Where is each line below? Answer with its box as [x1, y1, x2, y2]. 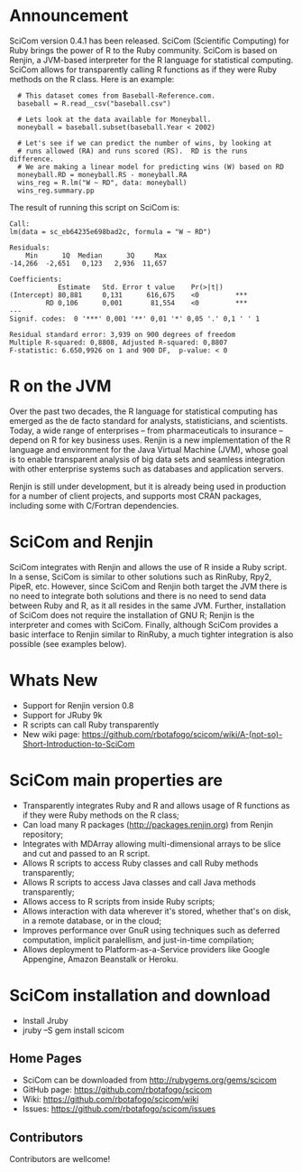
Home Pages [9, 1051, 83, 1066]
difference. [9, 155, 54, 164]
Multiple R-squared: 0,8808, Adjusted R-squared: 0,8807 [9, 338, 228, 347]
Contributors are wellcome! [9, 1154, 111, 1165]
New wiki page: [22, 728, 80, 739]
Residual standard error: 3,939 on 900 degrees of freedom [9, 330, 236, 339]
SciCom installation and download [9, 985, 270, 1006]
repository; [22, 829, 64, 839]
